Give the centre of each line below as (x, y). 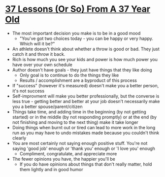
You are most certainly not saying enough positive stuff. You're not (80, 143)
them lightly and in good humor (51, 169)
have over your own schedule (42, 65)
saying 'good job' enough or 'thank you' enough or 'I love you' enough (83, 148)
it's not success (28, 91)
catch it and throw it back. (39, 54)
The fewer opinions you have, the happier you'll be (64, 159)
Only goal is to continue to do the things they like (69, 75)
